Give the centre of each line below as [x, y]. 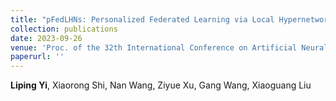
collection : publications [64, 29]
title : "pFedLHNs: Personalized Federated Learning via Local [142, 19]
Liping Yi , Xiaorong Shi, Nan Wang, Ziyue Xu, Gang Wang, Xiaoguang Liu [161, 85]
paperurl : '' [37, 57]
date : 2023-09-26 [46, 38]
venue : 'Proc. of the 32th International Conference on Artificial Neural [169, 47]
